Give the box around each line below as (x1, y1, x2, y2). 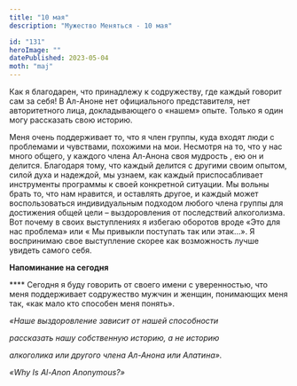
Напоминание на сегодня (9, 263, 109, 272)
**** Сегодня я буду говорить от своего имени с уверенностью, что (9, 280, 269, 289)
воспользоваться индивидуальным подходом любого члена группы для (9, 198, 284, 209)
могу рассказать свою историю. (9, 114, 133, 125)
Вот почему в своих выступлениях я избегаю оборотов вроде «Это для (9, 217, 281, 227)
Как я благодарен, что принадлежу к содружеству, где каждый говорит (9, 86, 282, 97)
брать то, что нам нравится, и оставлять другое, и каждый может (9, 188, 259, 199)
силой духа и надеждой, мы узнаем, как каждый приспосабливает (9, 169, 263, 180)
